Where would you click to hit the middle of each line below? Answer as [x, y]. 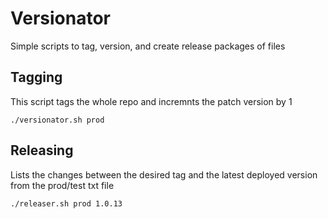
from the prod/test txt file [62, 185]
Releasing [42, 150]
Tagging [36, 77]
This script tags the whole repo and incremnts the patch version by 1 [151, 101]
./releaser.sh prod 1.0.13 [66, 203]
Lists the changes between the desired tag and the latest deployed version [164, 174]
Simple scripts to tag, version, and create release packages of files [148, 46]
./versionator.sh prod [57, 120]
